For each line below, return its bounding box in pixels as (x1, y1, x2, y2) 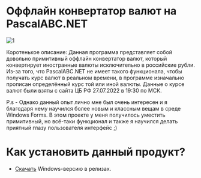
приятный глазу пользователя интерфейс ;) (6, 124, 118, 131)
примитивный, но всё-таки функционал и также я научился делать (6, 117, 178, 124)
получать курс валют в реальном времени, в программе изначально (6, 74, 185, 81)
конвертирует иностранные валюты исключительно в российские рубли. (6, 61, 195, 69)
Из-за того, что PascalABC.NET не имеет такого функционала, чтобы (6, 67, 182, 75)
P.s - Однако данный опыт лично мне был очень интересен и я (6, 98, 168, 106)
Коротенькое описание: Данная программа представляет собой (6, 48, 173, 55)
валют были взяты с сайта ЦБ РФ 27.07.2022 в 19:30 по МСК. (6, 87, 162, 94)
